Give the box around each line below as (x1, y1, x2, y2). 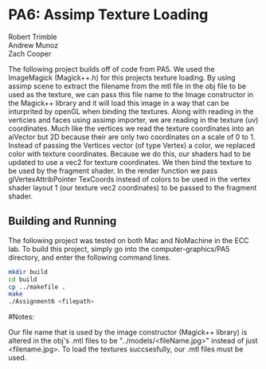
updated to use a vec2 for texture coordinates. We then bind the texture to (8, 157, 252, 167)
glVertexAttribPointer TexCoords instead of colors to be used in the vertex (8, 174, 251, 184)
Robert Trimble (8, 32, 57, 41)
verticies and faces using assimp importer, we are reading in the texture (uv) (8, 115, 259, 124)
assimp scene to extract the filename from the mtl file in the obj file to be (8, 81, 247, 91)
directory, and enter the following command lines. (8, 253, 171, 262)
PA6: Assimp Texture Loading (8, 6, 209, 24)
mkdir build (8, 268, 48, 276)
